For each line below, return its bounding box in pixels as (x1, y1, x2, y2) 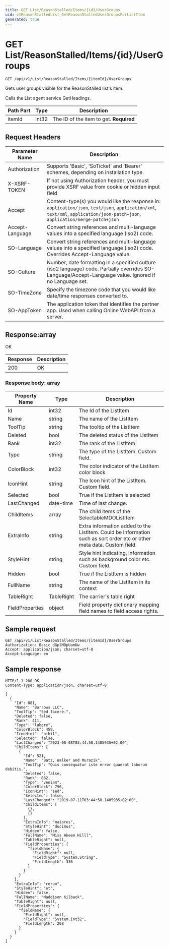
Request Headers (5, 133, 61, 141)
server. (47, 313, 64, 320)
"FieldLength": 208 (23, 921, 64, 926)
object (48, 605, 64, 612)
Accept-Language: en (5, 651, 49, 657)
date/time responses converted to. (47, 292, 128, 300)
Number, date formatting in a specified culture (47, 259, 156, 266)
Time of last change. (78, 500, 127, 507)
